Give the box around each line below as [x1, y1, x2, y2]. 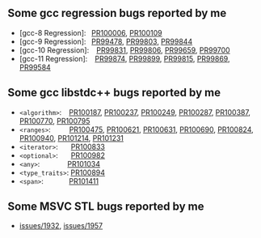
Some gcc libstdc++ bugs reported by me [7, 86, 221, 100]
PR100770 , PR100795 [19, 116, 91, 125]
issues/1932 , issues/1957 [19, 221, 103, 231]
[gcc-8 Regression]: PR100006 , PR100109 [19, 28, 162, 37]
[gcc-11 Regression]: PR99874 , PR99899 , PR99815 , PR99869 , [19, 53, 230, 63]
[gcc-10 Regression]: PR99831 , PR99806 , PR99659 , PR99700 [19, 45, 231, 55]
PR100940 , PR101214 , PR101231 [19, 133, 124, 142]
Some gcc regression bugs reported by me [7, 6, 227, 20]
